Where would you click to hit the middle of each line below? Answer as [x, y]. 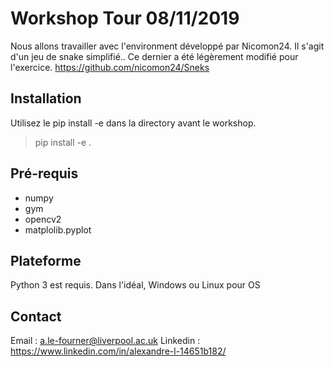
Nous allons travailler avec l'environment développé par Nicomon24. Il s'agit [167, 46]
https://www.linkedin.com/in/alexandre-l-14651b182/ [118, 351]
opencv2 [43, 219]
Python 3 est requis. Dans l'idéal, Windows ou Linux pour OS [135, 285]
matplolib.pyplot [58, 229]
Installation [46, 98]
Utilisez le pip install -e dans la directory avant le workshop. [133, 123]
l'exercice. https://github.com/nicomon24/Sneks [110, 67]
